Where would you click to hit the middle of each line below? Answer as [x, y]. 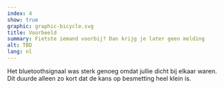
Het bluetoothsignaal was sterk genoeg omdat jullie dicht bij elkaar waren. [112, 71]
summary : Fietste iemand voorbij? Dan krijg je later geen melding [106, 39]
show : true [23, 20]
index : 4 [20, 13]
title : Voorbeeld [32, 33]
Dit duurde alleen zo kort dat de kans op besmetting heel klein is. [99, 78]
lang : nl [20, 52]
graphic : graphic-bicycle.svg [51, 26]
